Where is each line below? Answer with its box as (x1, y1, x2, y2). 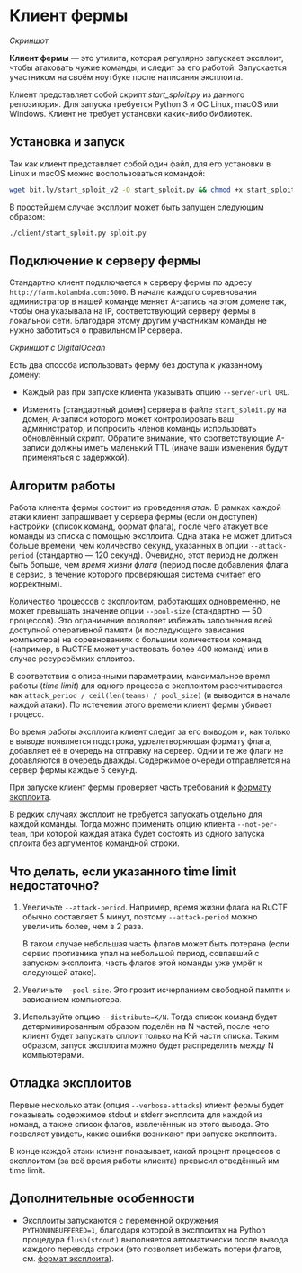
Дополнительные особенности (9, 1191, 195, 1206)
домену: (9, 370, 41, 381)
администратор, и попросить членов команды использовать (22, 424, 257, 435)
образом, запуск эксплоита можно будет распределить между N (22, 1040, 274, 1051)
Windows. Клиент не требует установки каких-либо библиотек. (9, 108, 253, 119)
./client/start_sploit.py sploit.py (9, 229, 147, 238)
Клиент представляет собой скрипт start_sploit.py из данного (9, 89, 245, 100)
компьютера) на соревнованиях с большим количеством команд (9, 634, 262, 645)
